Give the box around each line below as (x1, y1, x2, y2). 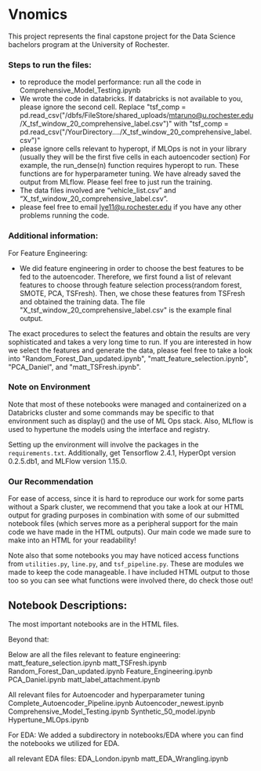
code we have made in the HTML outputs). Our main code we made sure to (8, 528, 252, 537)
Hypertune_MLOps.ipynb (8, 714, 89, 724)
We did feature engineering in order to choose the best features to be (19, 263, 245, 272)
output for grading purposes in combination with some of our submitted (8, 510, 240, 520)
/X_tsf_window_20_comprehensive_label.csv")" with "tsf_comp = (19, 119, 229, 129)
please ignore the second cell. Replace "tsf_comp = (19, 102, 187, 111)
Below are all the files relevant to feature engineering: (8, 649, 181, 659)
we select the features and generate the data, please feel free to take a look (8, 345, 253, 355)
